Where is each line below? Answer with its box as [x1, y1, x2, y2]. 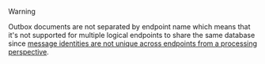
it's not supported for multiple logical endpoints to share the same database [8, 31, 256, 40]
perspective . [8, 47, 49, 56]
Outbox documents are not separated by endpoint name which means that [8, 22, 251, 31]
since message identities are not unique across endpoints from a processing [8, 39, 258, 48]
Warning [8, 7, 36, 16]
